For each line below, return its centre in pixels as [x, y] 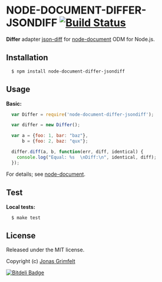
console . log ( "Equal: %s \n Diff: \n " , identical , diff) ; [87, 157]
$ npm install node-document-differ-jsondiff [68, 71]
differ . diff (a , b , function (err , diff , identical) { [77, 152]
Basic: [14, 103]
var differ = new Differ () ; [46, 125]
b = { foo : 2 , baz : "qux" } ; [55, 141]
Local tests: [21, 206]
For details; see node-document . [46, 174]
